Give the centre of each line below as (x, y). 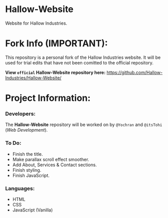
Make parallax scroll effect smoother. (51, 159)
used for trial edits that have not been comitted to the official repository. (79, 63)
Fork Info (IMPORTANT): (56, 43)
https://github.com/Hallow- (135, 72)
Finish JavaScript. (31, 175)
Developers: (21, 114)
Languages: (20, 188)
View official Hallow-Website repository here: (55, 72)
